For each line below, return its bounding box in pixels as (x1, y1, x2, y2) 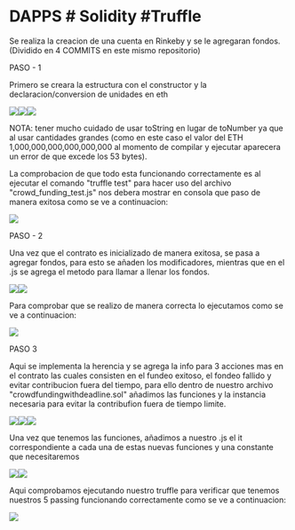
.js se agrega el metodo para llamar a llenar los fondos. (9, 266, 211, 277)
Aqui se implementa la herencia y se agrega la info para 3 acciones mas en (9, 360, 284, 371)
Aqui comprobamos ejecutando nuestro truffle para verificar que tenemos (9, 485, 280, 495)
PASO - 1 (9, 62, 42, 73)
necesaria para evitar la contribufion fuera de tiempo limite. (9, 398, 227, 409)
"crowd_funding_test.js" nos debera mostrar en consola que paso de (9, 186, 260, 197)
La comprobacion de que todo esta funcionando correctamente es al (9, 168, 261, 178)
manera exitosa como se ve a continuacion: (9, 196, 169, 207)
